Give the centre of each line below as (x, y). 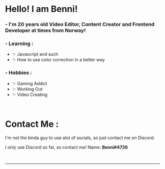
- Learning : (19, 44)
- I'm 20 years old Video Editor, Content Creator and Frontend (80, 24)
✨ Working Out (27, 89)
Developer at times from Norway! (45, 30)
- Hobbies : (19, 73)
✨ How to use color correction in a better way (58, 60)
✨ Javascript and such (35, 54)
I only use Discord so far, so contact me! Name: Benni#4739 (67, 147)
